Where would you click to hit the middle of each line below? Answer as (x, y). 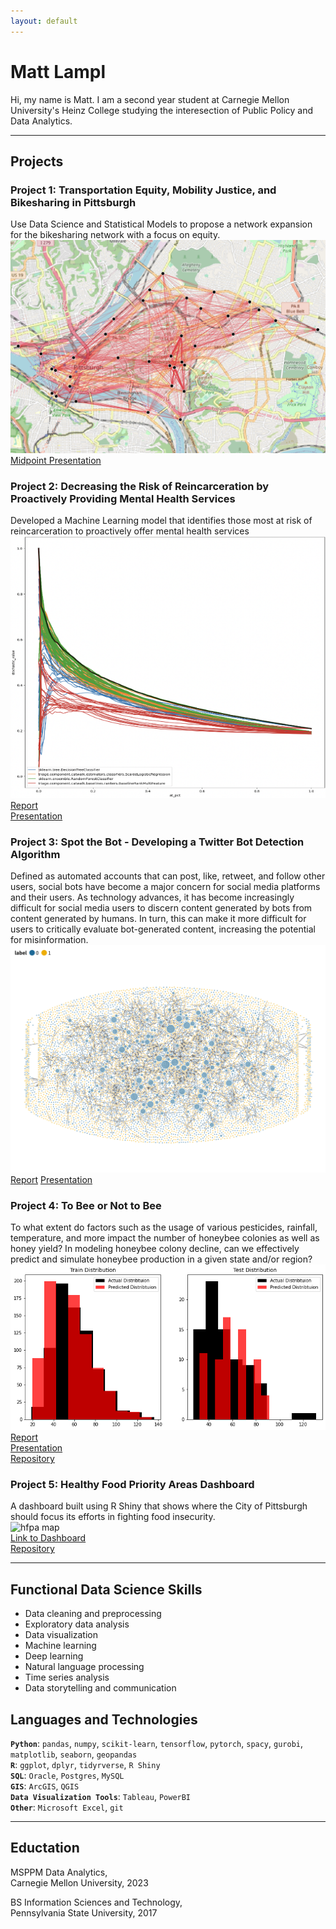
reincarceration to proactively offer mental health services (130, 531)
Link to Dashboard (48, 1538)
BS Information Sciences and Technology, (96, 1902)
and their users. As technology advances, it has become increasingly (152, 897)
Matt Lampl (58, 71)
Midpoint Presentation (56, 460)
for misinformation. (49, 940)
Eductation (45, 1848)
